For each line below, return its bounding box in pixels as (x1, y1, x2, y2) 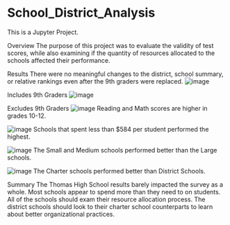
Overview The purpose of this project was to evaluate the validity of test (7, 41, 214, 49)
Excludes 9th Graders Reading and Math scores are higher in (7, 104, 208, 112)
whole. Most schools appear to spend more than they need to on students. (7, 187, 221, 196)
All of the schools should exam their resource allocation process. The (7, 195, 206, 203)
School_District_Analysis (7, 5, 156, 21)
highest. (7, 132, 31, 141)
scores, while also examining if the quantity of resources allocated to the (7, 49, 215, 57)
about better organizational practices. (7, 210, 115, 218)
